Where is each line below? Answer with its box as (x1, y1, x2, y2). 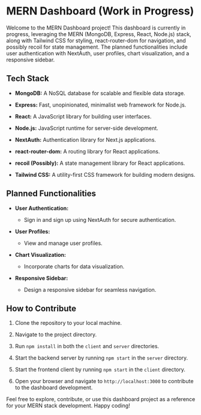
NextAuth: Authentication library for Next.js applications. (14, 136, 157, 143)
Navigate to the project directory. (14, 331, 97, 338)
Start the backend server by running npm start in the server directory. (14, 354, 188, 361)
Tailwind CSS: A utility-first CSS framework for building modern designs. (14, 171, 196, 178)
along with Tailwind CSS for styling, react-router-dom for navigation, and (6, 37, 186, 44)
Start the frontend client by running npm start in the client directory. (14, 366, 186, 373)
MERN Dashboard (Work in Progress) (6, 4, 194, 18)
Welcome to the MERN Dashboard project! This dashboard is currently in (6, 24, 186, 31)
